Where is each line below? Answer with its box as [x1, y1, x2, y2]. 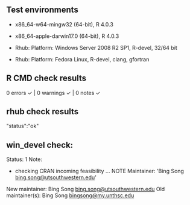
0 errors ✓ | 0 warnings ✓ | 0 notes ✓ [6, 89, 101, 96]
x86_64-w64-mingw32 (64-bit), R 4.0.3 [14, 20, 113, 28]
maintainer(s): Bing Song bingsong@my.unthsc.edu [6, 192, 135, 199]
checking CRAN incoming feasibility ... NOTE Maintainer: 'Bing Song [14, 168, 184, 175]
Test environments [6, 5, 78, 15]
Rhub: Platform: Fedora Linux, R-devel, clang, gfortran [14, 55, 150, 63]
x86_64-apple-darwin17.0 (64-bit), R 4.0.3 [14, 32, 119, 40]
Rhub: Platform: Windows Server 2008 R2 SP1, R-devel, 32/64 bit [14, 44, 178, 51]
